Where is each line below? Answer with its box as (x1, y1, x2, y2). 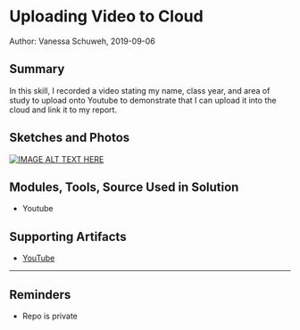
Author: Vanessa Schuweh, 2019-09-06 (9, 36, 156, 46)
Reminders (9, 287, 71, 302)
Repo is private (21, 310, 79, 321)
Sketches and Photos (9, 130, 130, 145)
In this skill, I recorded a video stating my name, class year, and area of (9, 85, 271, 95)
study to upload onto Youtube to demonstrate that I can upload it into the (9, 95, 277, 105)
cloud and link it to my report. (9, 104, 118, 115)
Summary (9, 62, 65, 77)
